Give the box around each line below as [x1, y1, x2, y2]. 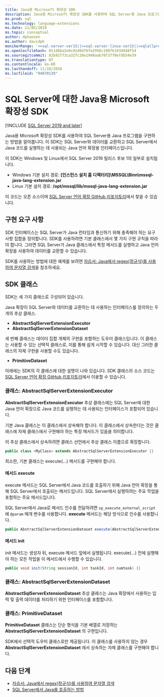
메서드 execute [5, 470, 35, 476]
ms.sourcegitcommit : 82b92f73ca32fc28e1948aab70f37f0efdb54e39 [5, 52, 137, 58]
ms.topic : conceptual [5, 30, 49, 35]
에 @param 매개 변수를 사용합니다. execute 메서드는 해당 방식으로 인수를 [5, 511, 142, 516]
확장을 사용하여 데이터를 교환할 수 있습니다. [5, 248, 87, 254]
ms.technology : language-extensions [5, 21, 80, 26]
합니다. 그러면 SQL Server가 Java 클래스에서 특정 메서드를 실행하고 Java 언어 [10, 241, 159, 248]
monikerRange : [5, 44, 34, 49]
